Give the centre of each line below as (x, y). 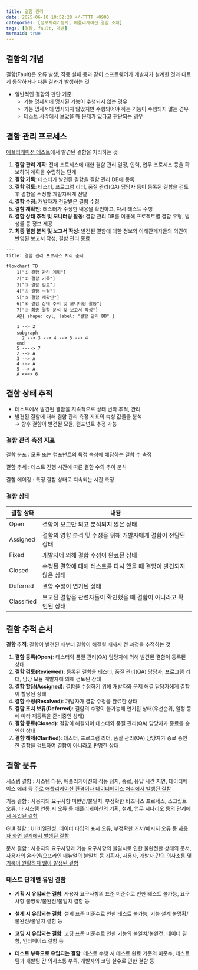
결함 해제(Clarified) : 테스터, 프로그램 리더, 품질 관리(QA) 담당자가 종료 (95, 738)
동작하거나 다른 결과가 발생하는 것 (51, 81)
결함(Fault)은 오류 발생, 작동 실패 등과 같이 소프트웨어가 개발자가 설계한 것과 (93, 74)
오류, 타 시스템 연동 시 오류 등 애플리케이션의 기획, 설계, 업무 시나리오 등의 (91, 808)
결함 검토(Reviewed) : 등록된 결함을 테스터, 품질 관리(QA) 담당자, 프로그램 (99, 671)
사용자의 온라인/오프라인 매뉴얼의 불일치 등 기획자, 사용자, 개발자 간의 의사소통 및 (99, 856)
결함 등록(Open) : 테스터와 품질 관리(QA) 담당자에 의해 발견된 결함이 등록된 (100, 657)
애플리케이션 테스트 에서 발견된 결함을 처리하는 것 (62, 152)
